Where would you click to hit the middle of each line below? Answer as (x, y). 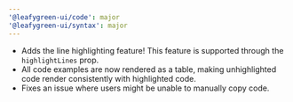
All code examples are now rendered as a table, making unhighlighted (149, 69)
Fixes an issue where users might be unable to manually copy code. (145, 88)
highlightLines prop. (60, 60)
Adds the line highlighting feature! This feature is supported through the (152, 50)
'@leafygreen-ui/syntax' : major (68, 25)
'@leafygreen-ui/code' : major (64, 17)
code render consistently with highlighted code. (108, 78)
